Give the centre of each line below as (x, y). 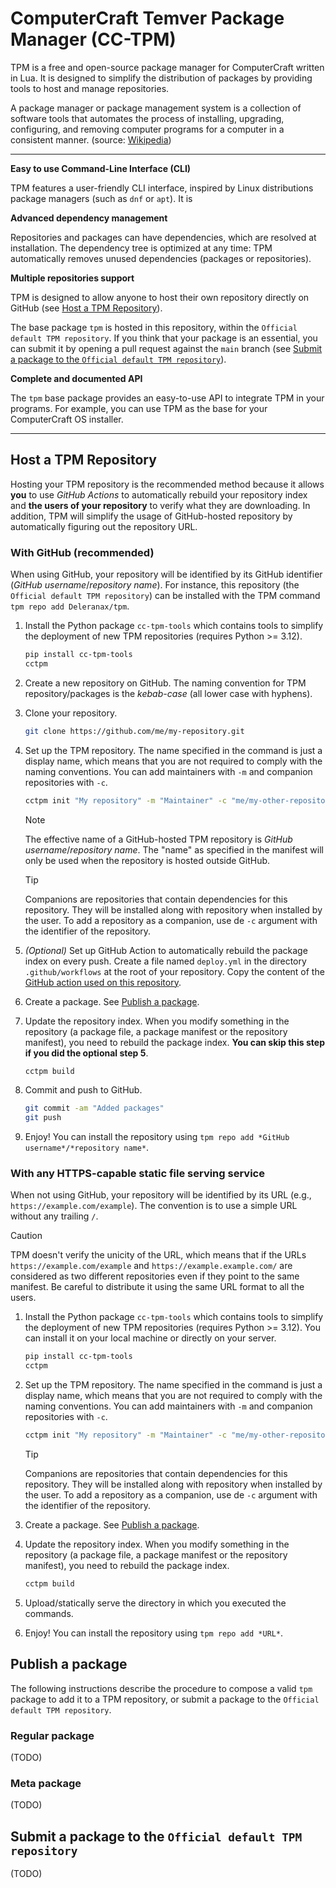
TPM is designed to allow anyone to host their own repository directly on (160, 297)
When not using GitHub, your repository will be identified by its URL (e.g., (161, 1195)
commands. (49, 1613)
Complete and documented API (76, 378)
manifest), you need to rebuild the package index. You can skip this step (175, 1042)
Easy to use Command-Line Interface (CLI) (101, 168)
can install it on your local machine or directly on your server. (150, 1338)
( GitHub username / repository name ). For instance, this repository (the (155, 585)
